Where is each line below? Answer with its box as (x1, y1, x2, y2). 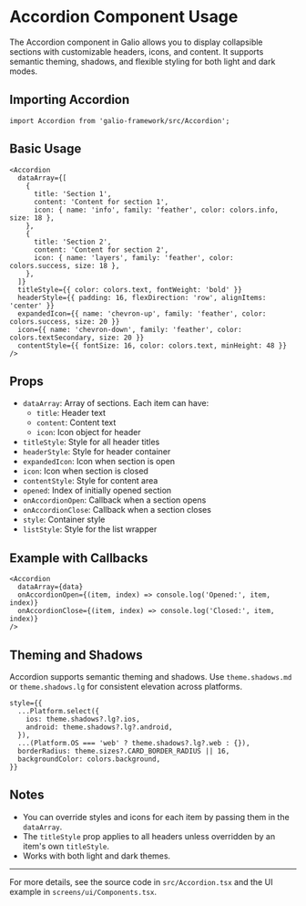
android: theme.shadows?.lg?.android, (25, 723, 173, 732)
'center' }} (9, 301, 55, 310)
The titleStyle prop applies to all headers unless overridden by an (22, 830, 276, 841)
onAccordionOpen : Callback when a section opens (22, 495, 207, 505)
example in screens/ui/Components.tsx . (9, 886, 158, 897)
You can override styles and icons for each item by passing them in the (22, 811, 290, 822)
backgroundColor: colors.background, (17, 755, 161, 764)
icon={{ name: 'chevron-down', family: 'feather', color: (17, 325, 243, 334)
